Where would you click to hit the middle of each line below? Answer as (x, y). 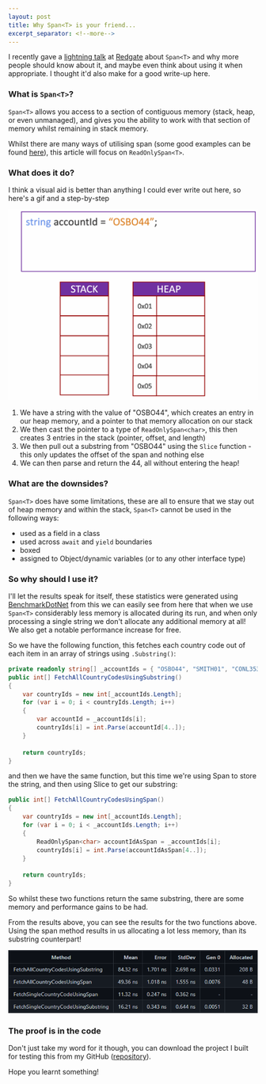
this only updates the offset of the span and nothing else (112, 455)
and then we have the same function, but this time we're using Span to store (133, 776)
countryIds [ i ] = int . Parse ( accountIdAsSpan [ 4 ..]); (122, 850)
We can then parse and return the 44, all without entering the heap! (129, 463)
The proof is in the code (55, 1031)
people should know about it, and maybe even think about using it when (125, 65)
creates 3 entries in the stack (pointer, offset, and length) (112, 438)
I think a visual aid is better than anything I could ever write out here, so (125, 189)
